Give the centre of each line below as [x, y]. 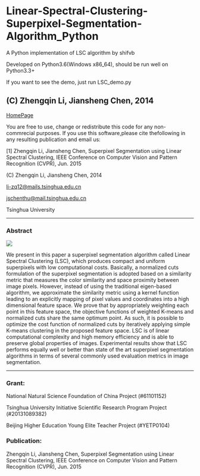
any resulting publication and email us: [54, 139]
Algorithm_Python [52, 36]
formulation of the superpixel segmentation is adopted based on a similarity [99, 274]
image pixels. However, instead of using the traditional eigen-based [89, 286]
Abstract [19, 230]
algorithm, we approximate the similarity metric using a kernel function [93, 293]
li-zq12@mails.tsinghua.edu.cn [44, 186]
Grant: [15, 383]
